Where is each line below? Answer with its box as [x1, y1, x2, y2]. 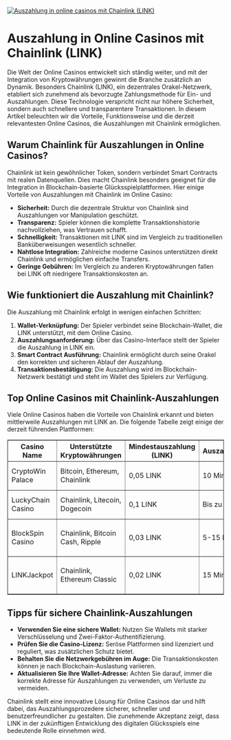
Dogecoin [60, 504, 92, 513]
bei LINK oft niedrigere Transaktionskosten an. [16, 269, 149, 278]
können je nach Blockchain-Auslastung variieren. [16, 662, 156, 670]
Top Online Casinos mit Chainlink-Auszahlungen [7, 392, 219, 404]
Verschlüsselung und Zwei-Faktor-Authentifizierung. [16, 633, 166, 641]
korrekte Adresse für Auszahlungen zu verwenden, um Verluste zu [16, 677, 206, 685]
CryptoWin [11, 466, 46, 476]
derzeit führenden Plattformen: [7, 425, 95, 433]
